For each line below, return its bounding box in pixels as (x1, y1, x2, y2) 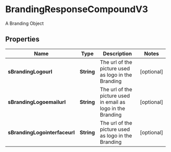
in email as (100, 98, 126, 105)
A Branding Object (5, 20, 44, 26)
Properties (5, 35, 40, 44)
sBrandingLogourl (8, 68, 52, 75)
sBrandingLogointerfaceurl (8, 129, 75, 136)
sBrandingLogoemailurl (8, 98, 66, 105)
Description (103, 50, 132, 57)
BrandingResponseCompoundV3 (5, 4, 149, 15)
